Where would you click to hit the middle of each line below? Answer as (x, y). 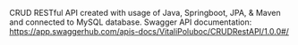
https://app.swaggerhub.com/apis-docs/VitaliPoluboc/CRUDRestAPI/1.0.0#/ (149, 31)
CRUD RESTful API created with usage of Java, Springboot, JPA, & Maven (145, 13)
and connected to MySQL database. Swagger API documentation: (131, 22)
